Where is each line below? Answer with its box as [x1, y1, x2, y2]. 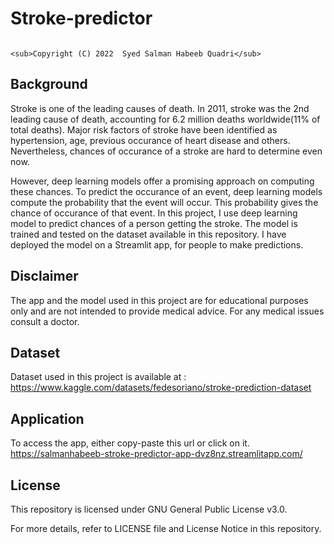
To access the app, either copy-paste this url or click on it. [10, 437, 250, 449]
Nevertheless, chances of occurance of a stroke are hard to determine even [10, 145, 323, 157]
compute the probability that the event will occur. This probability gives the [10, 196, 319, 208]
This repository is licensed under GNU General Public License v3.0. [10, 503, 288, 515]
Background [10, 76, 88, 93]
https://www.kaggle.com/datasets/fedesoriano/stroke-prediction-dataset [10, 382, 312, 394]
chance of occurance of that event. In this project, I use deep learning [10, 207, 298, 219]
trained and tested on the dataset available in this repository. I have [10, 228, 287, 240]
